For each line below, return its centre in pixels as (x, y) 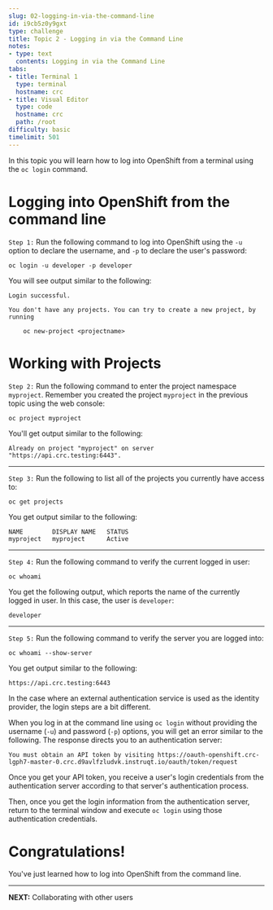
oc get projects (36, 502)
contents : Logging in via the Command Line (90, 62)
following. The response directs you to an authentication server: (115, 740)
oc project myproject (45, 418)
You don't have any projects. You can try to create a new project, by (132, 310)
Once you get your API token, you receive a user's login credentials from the (136, 777)
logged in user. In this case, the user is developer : (91, 600)
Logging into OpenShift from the (119, 202)
